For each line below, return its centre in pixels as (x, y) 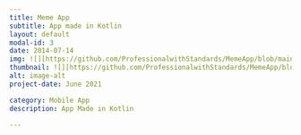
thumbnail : (30, 68)
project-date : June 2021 (56, 84)
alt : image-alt (38, 76)
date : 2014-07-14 (42, 51)
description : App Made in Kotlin (72, 108)
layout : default (39, 34)
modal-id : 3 (31, 42)
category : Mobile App (50, 100)
